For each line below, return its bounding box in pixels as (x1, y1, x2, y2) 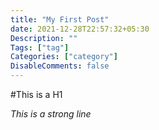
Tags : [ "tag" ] (10, 42, 70, 53)
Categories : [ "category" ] (10, 52, 118, 62)
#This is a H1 (10, 89, 63, 100)
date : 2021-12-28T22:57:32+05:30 (10, 24, 150, 34)
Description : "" (10, 33, 78, 43)
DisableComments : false (10, 61, 110, 71)
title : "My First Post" (10, 14, 110, 25)
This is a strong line (10, 108, 92, 120)
